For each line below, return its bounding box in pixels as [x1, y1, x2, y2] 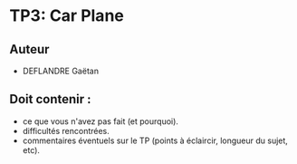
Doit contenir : [9, 92, 92, 107]
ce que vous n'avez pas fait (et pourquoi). [22, 115, 179, 127]
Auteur [9, 42, 50, 57]
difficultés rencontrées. [22, 125, 110, 136]
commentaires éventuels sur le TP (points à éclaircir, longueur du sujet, [22, 135, 288, 146]
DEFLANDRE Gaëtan [22, 65, 100, 76]
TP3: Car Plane [9, 5, 124, 26]
